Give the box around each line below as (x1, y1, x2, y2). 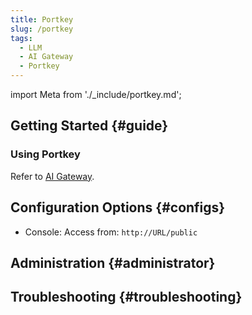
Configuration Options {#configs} (10, 199, 226, 216)
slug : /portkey (10, 24, 74, 34)
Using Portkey (10, 147, 81, 161)
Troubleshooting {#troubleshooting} (10, 289, 243, 306)
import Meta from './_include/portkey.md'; (10, 89, 182, 100)
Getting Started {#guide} (10, 117, 169, 135)
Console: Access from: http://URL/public (24, 226, 198, 238)
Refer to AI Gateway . (10, 170, 95, 182)
